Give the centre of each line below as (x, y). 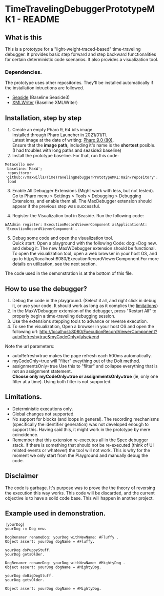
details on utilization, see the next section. (54, 264)
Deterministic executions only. (42, 409)
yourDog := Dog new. (26, 529)
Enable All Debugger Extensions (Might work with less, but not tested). (83, 191)
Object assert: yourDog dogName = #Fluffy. (50, 542)
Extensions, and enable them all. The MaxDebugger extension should (82, 201)
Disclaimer (22, 476)
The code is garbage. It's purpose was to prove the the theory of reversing (80, 488)
